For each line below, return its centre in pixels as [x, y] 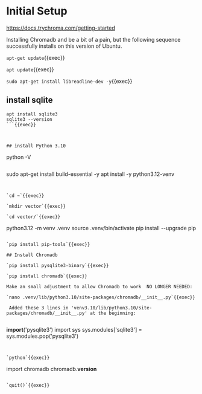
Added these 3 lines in [39, 308]
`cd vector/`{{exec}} [33, 217]
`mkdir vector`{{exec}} [36, 206]
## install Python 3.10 [36, 146]
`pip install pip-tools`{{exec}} [48, 244]
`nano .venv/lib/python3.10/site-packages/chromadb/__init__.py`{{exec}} [101, 297]
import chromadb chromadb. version [52, 369]
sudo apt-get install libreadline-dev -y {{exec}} [69, 81]
